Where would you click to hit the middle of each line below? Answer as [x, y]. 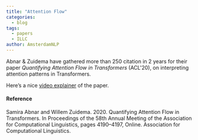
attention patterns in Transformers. [49, 74]
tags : [13, 28]
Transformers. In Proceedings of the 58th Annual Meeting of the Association [99, 118]
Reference [19, 99]
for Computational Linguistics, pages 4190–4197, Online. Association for [93, 125]
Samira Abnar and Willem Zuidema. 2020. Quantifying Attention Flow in [93, 112]
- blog [20, 22]
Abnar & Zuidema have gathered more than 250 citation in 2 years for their [97, 61]
